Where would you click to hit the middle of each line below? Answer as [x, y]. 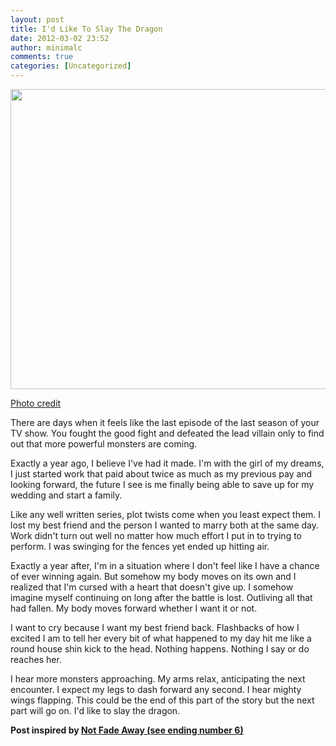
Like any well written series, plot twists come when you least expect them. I [166, 514]
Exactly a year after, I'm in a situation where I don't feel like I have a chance [165, 565]
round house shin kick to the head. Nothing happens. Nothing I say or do [160, 649]
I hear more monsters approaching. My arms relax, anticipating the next [158, 679]
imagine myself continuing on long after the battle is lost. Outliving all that [161, 597]
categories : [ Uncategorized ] [71, 66]
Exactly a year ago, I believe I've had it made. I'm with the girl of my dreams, [167, 463]
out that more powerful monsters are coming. [104, 444]
